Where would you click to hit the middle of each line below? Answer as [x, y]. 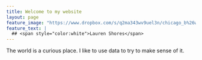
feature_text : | [26, 28]
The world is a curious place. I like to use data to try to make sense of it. [95, 50]
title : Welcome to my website [44, 12]
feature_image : [25, 23]
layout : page [23, 17]
